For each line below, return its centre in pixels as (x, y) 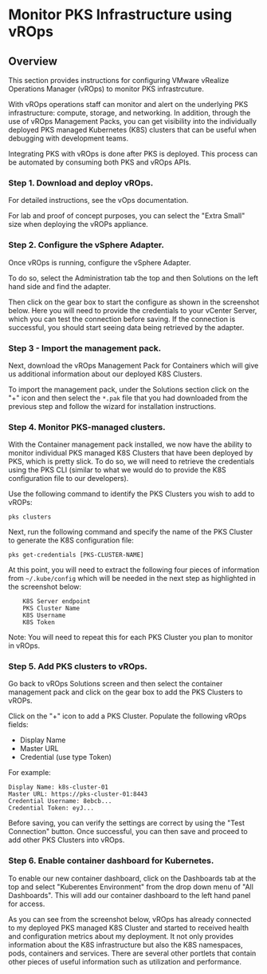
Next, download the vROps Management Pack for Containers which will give (133, 365)
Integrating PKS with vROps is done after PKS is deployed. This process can (133, 154)
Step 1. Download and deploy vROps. (81, 183)
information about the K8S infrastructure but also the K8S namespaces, (126, 944)
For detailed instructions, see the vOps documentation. (98, 201)
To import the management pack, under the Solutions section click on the (129, 389)
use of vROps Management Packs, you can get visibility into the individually (133, 121)
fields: (19, 725)
